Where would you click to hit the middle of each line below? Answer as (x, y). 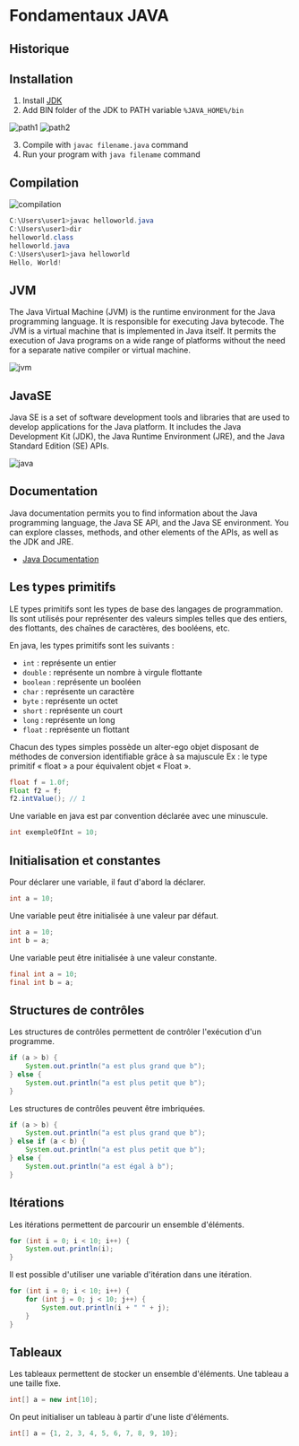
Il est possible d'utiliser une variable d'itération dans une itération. (131, 1275)
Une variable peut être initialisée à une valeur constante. (113, 957)
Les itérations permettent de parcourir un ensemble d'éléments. (127, 1224)
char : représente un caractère (78, 691)
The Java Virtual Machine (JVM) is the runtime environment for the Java (142, 312)
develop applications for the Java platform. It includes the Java (125, 427)
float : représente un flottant (76, 729)
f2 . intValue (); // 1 (48, 799)
